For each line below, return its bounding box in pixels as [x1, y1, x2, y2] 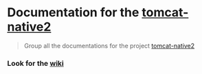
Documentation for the [7, 5, 139, 20]
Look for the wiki [7, 58, 64, 68]
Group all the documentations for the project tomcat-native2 [23, 41, 195, 50]
